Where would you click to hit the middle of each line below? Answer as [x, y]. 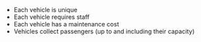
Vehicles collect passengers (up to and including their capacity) [104, 31]
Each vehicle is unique [45, 10]
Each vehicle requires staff [51, 17]
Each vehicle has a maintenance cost [66, 24]
